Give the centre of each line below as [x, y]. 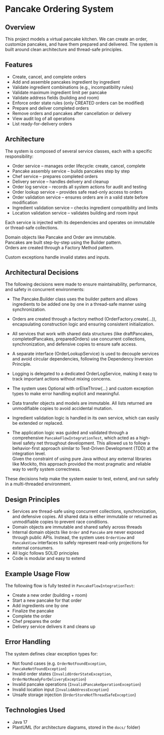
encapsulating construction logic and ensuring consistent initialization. [83, 324]
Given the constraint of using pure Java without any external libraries [82, 459]
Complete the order [32, 616]
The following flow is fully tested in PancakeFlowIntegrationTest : [70, 586]
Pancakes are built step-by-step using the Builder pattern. [64, 242]
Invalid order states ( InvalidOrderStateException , [62, 674]
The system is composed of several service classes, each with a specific [79, 151]
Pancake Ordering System [59, 9]
